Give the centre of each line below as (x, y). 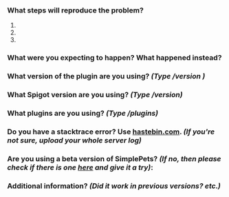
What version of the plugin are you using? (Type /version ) (106, 76)
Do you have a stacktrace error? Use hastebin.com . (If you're (111, 132)
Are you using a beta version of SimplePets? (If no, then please (114, 158)
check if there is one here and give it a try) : (80, 167)
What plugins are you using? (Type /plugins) (83, 113)
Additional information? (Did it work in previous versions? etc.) (114, 186)
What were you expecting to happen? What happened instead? (115, 58)
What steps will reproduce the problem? (76, 10)
